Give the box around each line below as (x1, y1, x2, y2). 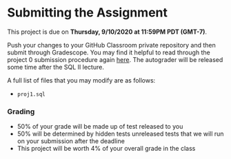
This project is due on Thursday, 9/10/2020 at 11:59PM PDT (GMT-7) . (7, 28, 208, 36)
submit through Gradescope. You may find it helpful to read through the (7, 48, 210, 56)
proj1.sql (17, 91, 46, 98)
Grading (7, 107, 35, 116)
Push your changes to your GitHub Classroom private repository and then (7, 41, 216, 49)
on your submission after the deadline (17, 137, 125, 145)
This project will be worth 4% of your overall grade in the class (17, 145, 196, 153)
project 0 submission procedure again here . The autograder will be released (7, 55, 223, 63)
